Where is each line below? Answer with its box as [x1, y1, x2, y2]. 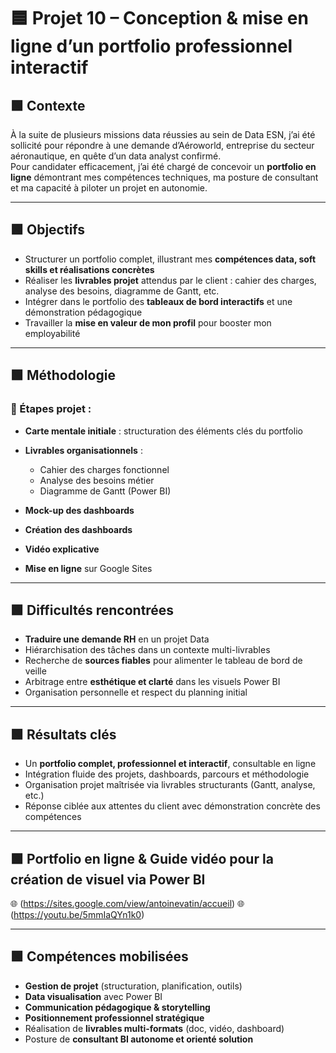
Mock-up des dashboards [24, 504, 135, 516]
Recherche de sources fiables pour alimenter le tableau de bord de [24, 655, 303, 667]
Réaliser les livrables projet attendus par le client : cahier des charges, [24, 274, 317, 286]
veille [24, 665, 47, 677]
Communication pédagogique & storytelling [24, 1001, 211, 1013]
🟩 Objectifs [10, 221, 86, 239]
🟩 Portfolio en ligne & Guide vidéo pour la [10, 850, 274, 867]
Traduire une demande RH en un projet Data [24, 633, 210, 645]
